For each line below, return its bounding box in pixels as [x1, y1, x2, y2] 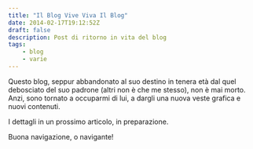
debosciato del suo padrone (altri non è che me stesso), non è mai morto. [8, 85, 246, 94]
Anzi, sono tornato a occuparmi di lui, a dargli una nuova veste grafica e [8, 93, 241, 103]
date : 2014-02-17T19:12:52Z [8, 19, 101, 27]
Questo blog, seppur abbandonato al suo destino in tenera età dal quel [8, 76, 236, 86]
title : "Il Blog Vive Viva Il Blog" [8, 11, 128, 20]
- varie [22, 56, 47, 64]
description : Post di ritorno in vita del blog [8, 33, 167, 42]
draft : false [8, 26, 51, 34]
